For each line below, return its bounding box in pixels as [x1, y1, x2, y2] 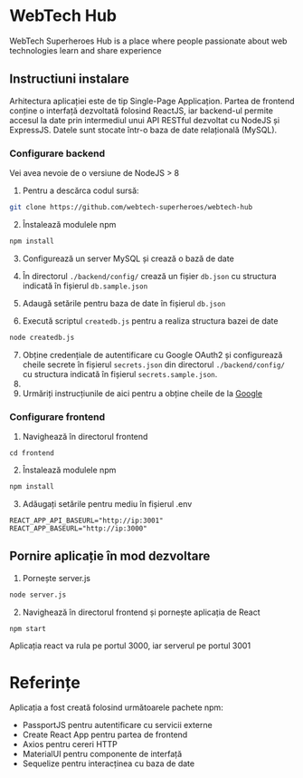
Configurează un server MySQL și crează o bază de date [22, 253, 235, 264]
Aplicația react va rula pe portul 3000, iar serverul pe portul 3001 [9, 640, 251, 651]
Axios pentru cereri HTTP [22, 739, 118, 750]
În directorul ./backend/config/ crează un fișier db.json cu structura [22, 270, 278, 281]
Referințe [9, 672, 81, 693]
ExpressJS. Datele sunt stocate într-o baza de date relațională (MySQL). [9, 124, 278, 135]
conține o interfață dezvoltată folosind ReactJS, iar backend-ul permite [9, 105, 274, 116]
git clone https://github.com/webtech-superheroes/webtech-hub [9, 203, 253, 212]
